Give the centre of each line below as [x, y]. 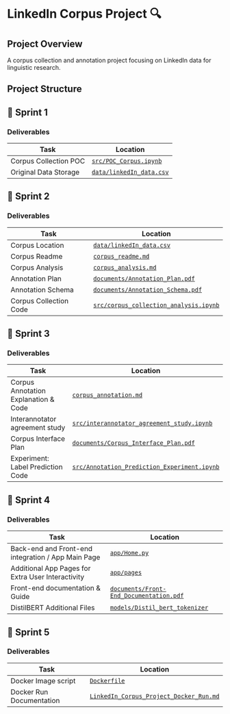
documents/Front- [138, 589]
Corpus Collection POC [48, 161]
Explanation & [33, 400]
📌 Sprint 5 [28, 632]
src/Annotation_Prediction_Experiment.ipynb [146, 467]
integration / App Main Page [55, 557]
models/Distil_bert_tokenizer [159, 608]
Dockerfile [107, 680]
